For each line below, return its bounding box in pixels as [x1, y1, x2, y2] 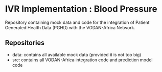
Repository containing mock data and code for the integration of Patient [5, 19, 150, 25]
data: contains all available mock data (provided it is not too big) [12, 52, 141, 57]
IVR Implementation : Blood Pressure [5, 3, 158, 15]
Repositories [5, 39, 45, 47]
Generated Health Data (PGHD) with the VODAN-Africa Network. [5, 24, 136, 30]
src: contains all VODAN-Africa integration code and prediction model [12, 57, 153, 63]
